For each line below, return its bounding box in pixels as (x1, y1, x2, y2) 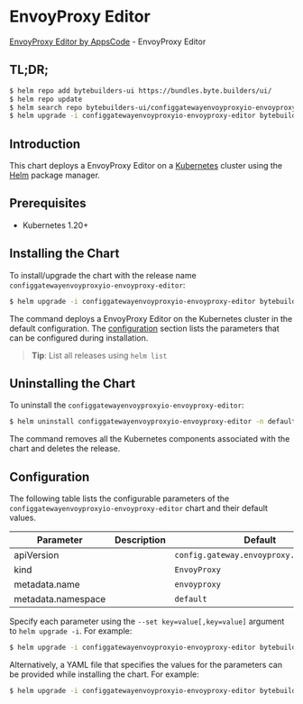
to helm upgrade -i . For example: (9, 626, 133, 636)
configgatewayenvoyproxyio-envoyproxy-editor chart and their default (9, 503, 269, 514)
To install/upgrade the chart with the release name (9, 270, 197, 280)
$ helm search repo (9, 103, 83, 112)
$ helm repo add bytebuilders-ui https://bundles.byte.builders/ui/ (9, 86, 272, 96)
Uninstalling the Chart (9, 376, 136, 391)
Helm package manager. (9, 169, 101, 181)
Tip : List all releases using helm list (31, 350, 168, 361)
